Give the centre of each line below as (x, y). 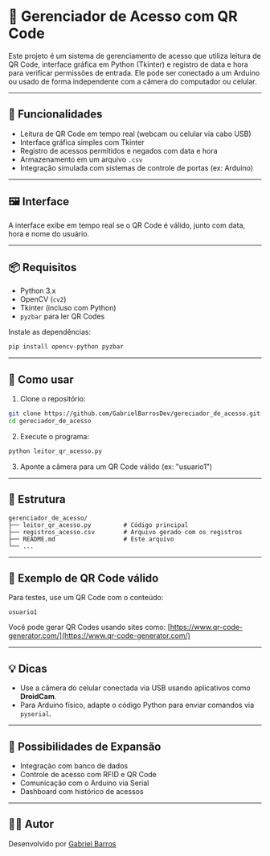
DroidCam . (38, 697)
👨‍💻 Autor (31, 824)
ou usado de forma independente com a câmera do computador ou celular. (133, 81)
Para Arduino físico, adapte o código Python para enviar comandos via (137, 705)
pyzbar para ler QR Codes (62, 316)
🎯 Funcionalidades (55, 115)
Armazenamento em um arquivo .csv (81, 159)
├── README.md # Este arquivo (91, 539)
